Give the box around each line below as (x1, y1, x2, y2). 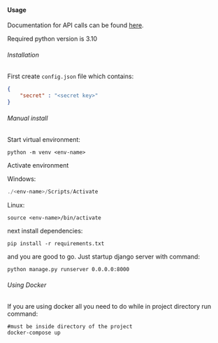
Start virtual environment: (7, 136, 80, 144)
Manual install (7, 114, 48, 122)
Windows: (7, 175, 36, 183)
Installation (7, 50, 40, 59)
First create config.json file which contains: (7, 72, 134, 80)
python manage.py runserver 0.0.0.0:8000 (7, 266, 130, 273)
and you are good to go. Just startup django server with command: (7, 252, 201, 261)
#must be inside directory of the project (7, 323, 133, 330)
